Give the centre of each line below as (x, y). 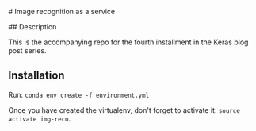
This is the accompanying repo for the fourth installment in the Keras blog (128, 42)
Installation (36, 76)
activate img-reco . (40, 118)
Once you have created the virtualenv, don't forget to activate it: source (124, 110)
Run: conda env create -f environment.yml (79, 94)
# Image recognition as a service (62, 12)
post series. (27, 50)
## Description (32, 27)
